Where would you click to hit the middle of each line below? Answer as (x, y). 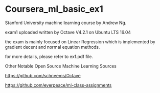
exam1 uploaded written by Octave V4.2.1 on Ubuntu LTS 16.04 (68, 32)
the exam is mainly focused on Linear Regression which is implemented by (80, 42)
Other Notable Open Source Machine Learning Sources (61, 66)
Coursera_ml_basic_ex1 (54, 9)
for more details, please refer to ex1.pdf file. (49, 56)
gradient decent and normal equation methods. (53, 47)
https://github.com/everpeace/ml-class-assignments (58, 85)
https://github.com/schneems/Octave (43, 75)
